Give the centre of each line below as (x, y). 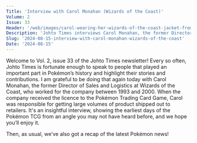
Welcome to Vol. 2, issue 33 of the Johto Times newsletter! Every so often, (96, 60)
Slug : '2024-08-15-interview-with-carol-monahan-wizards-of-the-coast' (95, 39)
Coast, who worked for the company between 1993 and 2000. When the (93, 92)
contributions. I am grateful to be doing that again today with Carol (86, 79)
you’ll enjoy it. (23, 123)
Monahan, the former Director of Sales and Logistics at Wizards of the (91, 85)
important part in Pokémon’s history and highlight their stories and (86, 73)
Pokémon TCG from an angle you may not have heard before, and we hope (97, 116)
